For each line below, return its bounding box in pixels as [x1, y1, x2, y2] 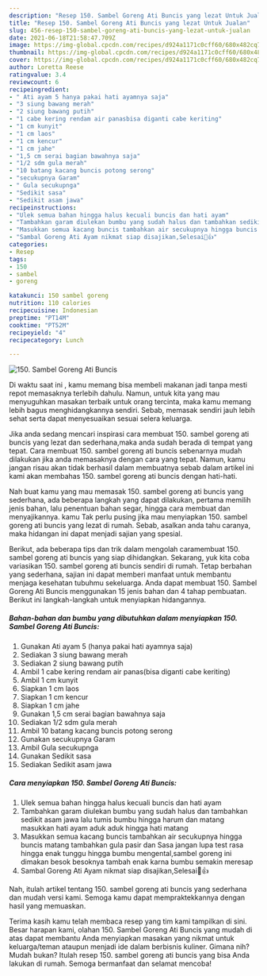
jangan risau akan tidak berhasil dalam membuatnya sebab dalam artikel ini [9, 463, 254, 473]
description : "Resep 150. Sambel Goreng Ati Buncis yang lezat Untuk [9, 11, 244, 20]
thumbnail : [9, 48, 45, 56]
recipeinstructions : [9, 203, 78, 211]
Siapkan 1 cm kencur [20, 692, 89, 702]
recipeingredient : [9, 85, 70, 94]
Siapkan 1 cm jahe [20, 700, 80, 711]
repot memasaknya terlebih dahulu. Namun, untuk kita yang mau [9, 388, 220, 398]
